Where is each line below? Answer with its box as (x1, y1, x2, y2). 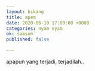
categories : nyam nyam (6, 25, 63, 32)
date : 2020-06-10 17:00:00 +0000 (6, 20, 90, 26)
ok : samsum (6, 31, 33, 37)
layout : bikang (6, 8, 44, 15)
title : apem (6, 14, 36, 20)
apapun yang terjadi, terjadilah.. (6, 58, 85, 65)
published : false (6, 36, 50, 42)
